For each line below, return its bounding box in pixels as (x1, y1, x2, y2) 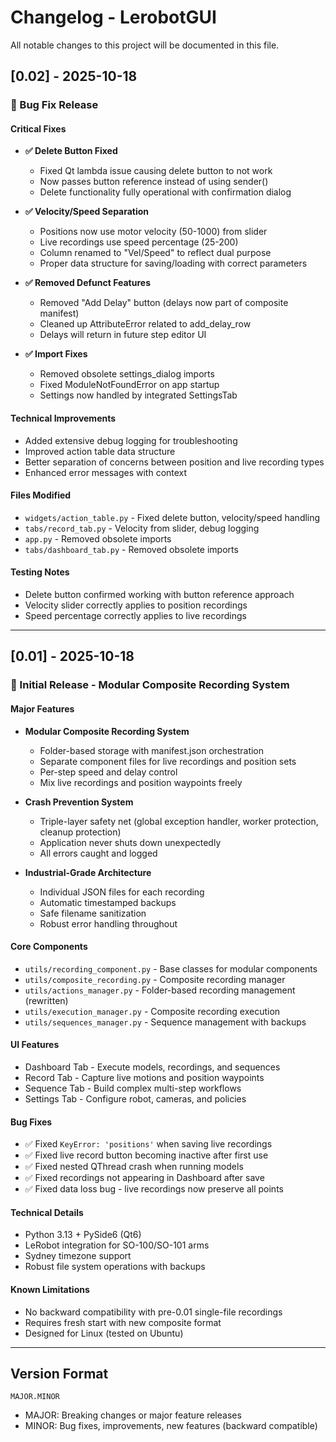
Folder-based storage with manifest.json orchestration (39, 744, 265, 756)
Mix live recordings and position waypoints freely (39, 776, 243, 788)
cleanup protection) (39, 826, 122, 838)
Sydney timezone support (24, 1250, 132, 1262)
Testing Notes (10, 566, 70, 578)
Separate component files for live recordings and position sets (39, 755, 297, 767)
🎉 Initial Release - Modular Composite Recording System (10, 678, 290, 692)
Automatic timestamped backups (39, 896, 177, 908)
